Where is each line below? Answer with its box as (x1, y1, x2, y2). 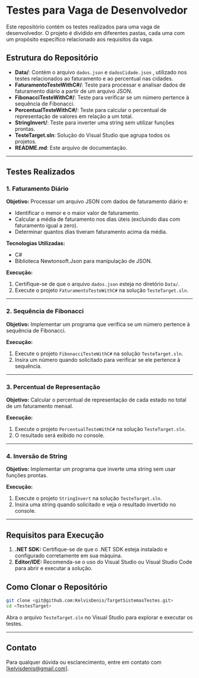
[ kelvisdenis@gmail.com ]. (6, 664, 69, 672)
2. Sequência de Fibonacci (6, 307, 84, 316)
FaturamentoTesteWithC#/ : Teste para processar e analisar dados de (14, 81, 186, 88)
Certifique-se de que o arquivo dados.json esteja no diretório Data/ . (14, 281, 180, 288)
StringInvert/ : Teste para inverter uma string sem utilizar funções (14, 119, 175, 126)
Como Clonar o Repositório (6, 581, 108, 592)
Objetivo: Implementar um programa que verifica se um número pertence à (6, 320, 191, 327)
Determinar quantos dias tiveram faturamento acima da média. (14, 229, 168, 236)
